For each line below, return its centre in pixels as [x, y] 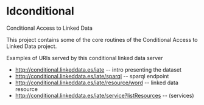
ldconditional [40, 11]
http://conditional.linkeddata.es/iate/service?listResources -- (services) [104, 95]
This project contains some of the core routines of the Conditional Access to [102, 39]
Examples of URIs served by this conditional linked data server [85, 58]
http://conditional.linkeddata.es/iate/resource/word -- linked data [97, 83]
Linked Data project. [32, 46]
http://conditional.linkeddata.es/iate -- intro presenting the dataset [98, 69]
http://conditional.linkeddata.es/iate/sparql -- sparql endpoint [92, 76]
